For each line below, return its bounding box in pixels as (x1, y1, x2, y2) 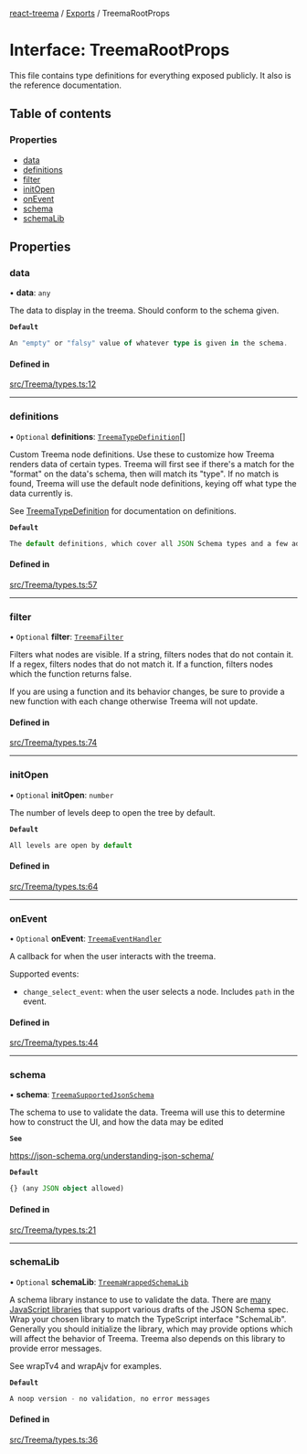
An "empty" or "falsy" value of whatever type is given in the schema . (9, 338, 288, 348)
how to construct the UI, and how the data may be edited (9, 1117, 224, 1128)
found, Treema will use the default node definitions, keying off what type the (9, 477, 297, 488)
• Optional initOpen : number (9, 789, 114, 800)
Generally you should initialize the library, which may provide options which (9, 1323, 293, 1334)
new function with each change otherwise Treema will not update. (9, 696, 259, 707)
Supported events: (9, 968, 79, 979)
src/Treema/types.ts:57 (9, 579, 98, 590)
